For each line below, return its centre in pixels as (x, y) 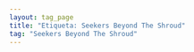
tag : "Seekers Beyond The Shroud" (74, 33)
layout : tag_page (42, 17)
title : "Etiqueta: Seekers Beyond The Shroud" (97, 26)
